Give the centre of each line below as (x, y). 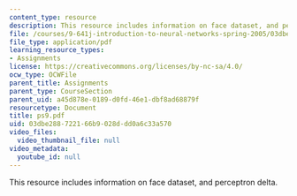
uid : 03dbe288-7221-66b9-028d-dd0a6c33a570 (91, 124)
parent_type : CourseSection (61, 91)
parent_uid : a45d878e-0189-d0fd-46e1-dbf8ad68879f (104, 99)
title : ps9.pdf (37, 116)
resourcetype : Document (53, 108)
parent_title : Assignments (59, 83)
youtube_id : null (49, 157)
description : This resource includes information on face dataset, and (144, 26)
